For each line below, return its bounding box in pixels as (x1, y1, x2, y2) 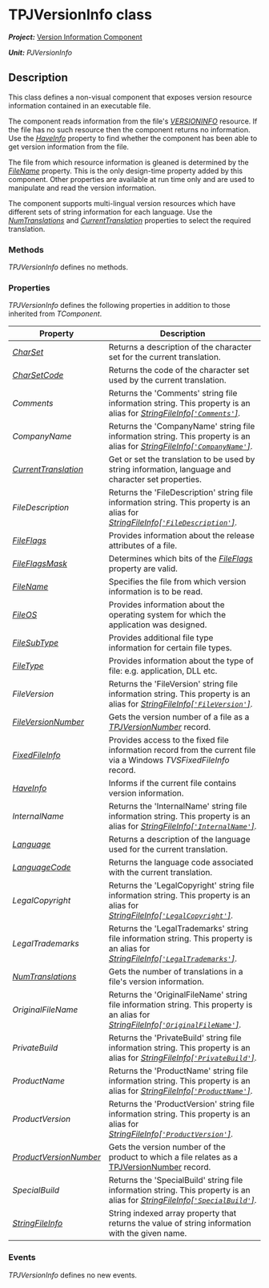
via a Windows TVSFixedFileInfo (108, 755, 230, 766)
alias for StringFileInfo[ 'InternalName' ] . (108, 820, 257, 832)
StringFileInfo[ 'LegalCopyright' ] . (108, 910, 234, 921)
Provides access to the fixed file (108, 735, 230, 746)
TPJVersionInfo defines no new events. (8, 1270, 138, 1280)
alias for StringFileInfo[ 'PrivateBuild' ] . (108, 1052, 257, 1063)
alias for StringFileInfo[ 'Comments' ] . (108, 407, 241, 419)
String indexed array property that (108, 1208, 237, 1219)
